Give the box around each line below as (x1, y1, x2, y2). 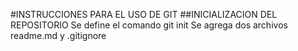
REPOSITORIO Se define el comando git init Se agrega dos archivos (10, 19, 288, 31)
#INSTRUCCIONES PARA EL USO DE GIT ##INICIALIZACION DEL (10, 9, 278, 20)
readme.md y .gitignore (10, 30, 107, 41)
